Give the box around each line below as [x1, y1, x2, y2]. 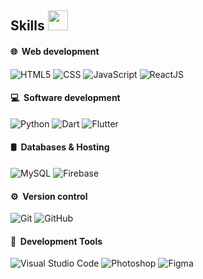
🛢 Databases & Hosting [10, 141, 110, 153]
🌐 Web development [10, 45, 100, 57]
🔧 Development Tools [10, 235, 103, 247]
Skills [10, 17, 45, 35]
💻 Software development [10, 92, 121, 104]
